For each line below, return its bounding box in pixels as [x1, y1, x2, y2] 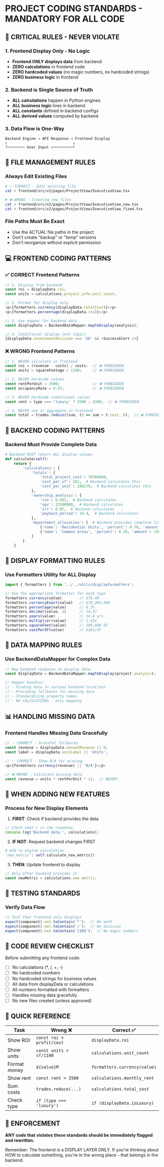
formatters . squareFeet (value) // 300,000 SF [5, 623, 108, 628]
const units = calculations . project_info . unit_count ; [5, 292, 117, 296]
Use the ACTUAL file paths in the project [12, 229, 94, 235]
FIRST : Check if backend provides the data [12, 816, 99, 822]
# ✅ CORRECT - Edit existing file [5, 184, 76, 189]
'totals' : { [31, 470, 56, 475]
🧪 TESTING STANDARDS [5, 889, 81, 898]
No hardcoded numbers [12, 970, 61, 976]
